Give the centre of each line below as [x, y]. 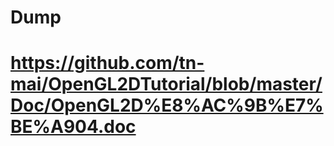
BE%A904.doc [73, 127]
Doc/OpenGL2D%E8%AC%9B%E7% [167, 105]
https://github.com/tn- [107, 63]
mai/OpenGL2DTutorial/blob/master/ [166, 84]
